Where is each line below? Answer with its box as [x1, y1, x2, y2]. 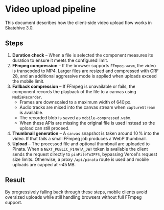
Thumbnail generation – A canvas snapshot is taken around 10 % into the [12, 130, 160, 136]
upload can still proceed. [19, 125, 70, 131]
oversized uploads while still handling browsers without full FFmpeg [5, 194, 142, 200]
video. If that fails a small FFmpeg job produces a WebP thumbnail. [12, 135, 147, 141]
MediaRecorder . [12, 94, 43, 100]
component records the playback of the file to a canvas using [12, 88, 136, 94]
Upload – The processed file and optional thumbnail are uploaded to [12, 141, 150, 147]
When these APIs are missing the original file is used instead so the [19, 120, 155, 126]
